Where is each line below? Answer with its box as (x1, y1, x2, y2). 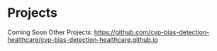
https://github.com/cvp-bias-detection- (94, 28, 210, 36)
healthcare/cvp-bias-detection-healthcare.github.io (7, 35, 158, 43)
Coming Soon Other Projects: (7, 28, 93, 36)
